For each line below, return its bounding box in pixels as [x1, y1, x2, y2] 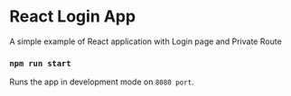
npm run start [9, 58, 71, 68]
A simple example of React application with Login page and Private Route [9, 36, 282, 47]
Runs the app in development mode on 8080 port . [9, 76, 194, 87]
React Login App [9, 6, 136, 27]
